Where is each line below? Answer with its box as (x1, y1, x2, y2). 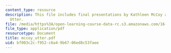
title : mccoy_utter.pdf (5, 36, 56, 41)
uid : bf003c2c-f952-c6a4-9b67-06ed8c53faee (5, 40, 99, 45)
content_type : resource (5, 7, 56, 13)
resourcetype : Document (5, 31, 56, 36)
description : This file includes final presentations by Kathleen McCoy (5, 12, 163, 17)
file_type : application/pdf (5, 26, 65, 31)
